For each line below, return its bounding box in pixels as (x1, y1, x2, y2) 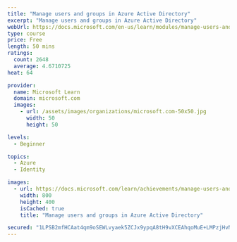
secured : (7, 224, 33, 231)
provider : (7, 82, 37, 89)
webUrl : (7, 23, 30, 30)
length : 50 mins (7, 43, 55, 50)
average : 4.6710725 (13, 63, 71, 70)
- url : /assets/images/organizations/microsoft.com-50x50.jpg (20, 108, 207, 115)
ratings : (7, 50, 33, 57)
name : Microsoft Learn (13, 89, 80, 96)
